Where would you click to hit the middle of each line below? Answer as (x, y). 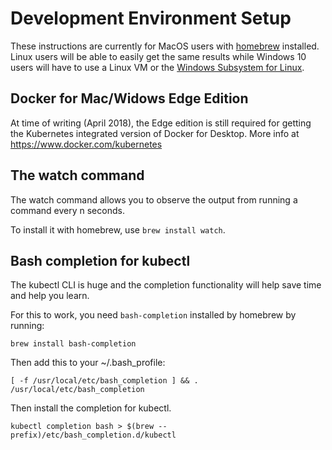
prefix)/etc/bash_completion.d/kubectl (93, 435)
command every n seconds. (67, 210)
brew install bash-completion (73, 344)
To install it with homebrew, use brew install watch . (118, 229)
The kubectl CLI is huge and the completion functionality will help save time (166, 285)
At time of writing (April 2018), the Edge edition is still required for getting (161, 123)
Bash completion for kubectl (100, 260)
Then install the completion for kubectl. (91, 408)
